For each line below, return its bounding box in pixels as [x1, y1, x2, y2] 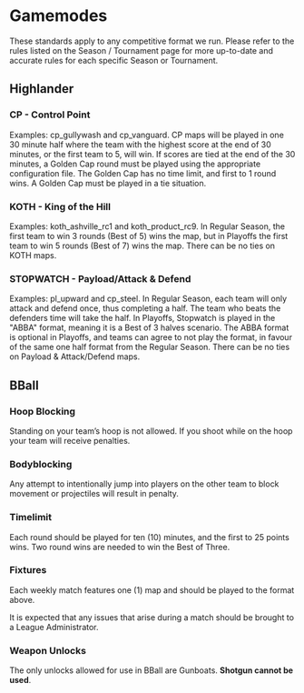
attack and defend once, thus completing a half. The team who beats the [9, 303, 281, 314]
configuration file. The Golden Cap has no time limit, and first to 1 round [9, 167, 277, 178]
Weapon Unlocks [9, 644, 86, 657]
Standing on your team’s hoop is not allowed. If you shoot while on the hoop [9, 425, 293, 437]
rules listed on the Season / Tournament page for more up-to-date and [9, 45, 274, 55]
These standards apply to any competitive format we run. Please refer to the [9, 35, 295, 46]
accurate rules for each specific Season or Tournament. [9, 55, 219, 65]
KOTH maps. [9, 249, 57, 260]
